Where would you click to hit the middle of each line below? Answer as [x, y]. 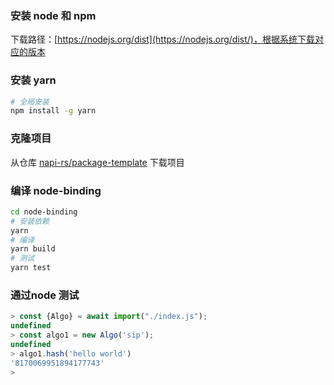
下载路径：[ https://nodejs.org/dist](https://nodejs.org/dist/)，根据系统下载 [162, 39]
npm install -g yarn [53, 111]
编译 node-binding [56, 190]
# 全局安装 [30, 102]
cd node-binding [44, 212]
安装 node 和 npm [53, 15]
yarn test [31, 268]
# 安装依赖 [30, 221]
